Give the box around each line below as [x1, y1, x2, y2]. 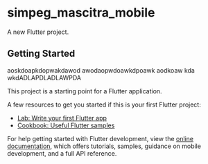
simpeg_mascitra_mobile [7, 5, 155, 21]
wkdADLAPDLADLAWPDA [7, 73, 82, 82]
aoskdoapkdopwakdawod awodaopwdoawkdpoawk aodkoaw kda [7, 66, 196, 74]
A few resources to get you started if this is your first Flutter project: [7, 100, 201, 109]
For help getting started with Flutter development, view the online [7, 134, 194, 143]
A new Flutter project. [7, 28, 69, 36]
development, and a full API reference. [7, 149, 117, 157]
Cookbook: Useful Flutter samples [17, 121, 115, 129]
